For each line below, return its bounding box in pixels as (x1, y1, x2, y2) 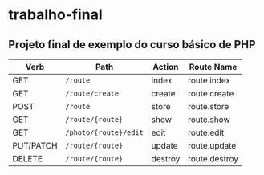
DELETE (12, 153, 43, 164)
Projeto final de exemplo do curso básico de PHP (8, 38, 256, 51)
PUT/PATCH (12, 140, 58, 151)
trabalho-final (8, 6, 103, 24)
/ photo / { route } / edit (65, 128, 144, 137)
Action (152, 62, 179, 72)
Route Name (189, 62, 238, 72)
